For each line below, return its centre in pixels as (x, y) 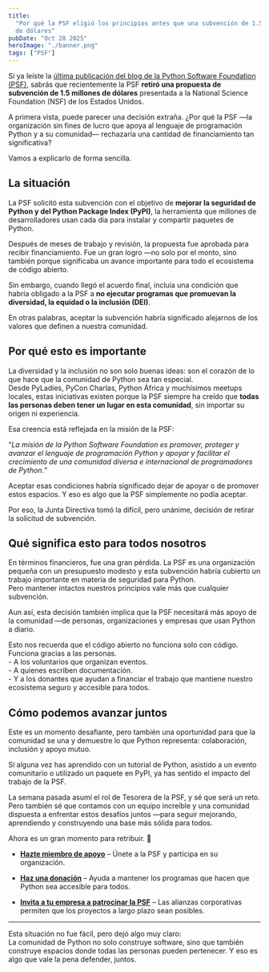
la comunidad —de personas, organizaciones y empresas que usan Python (132, 621)
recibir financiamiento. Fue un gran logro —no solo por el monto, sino (123, 252)
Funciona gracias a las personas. (63, 653)
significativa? (30, 142)
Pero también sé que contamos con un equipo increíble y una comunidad (129, 806)
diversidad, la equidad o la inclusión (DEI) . (79, 302)
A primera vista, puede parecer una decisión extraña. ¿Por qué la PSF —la (130, 117)
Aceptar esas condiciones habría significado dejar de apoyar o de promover (134, 486)
